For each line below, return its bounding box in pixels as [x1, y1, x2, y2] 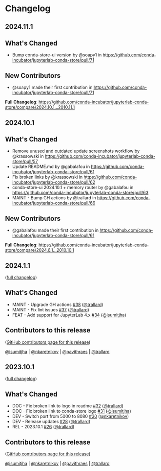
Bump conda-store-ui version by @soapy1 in [12, 52, 102, 58]
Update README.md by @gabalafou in [12, 164, 90, 169]
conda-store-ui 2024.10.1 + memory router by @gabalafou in [12, 185, 134, 190]
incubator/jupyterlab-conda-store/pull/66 [12, 200, 96, 206]
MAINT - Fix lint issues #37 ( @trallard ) [12, 306, 89, 312]
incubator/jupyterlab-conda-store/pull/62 [12, 179, 96, 185]
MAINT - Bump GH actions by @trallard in [12, 195, 96, 201]
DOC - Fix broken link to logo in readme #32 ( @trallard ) [12, 403, 123, 409]
